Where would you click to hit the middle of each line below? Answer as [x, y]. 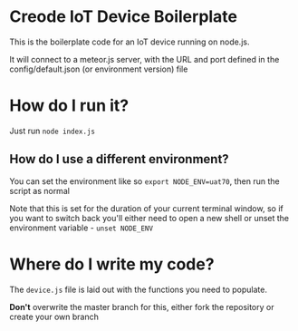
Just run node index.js [53, 131]
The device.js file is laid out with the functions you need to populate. [139, 289]
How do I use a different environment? [119, 159]
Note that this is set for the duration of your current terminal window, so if [146, 208]
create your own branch [54, 316]
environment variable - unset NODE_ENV [82, 228]
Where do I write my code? [112, 264]
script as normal [40, 190]
